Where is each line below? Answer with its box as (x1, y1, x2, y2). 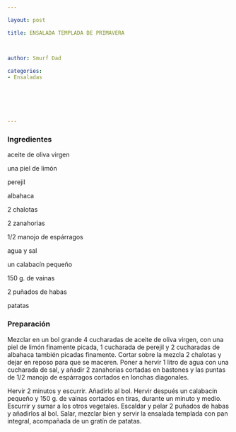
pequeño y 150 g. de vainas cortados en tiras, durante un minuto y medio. (7, 394, 223, 402)
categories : (7, 67, 42, 74)
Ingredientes (7, 135, 52, 144)
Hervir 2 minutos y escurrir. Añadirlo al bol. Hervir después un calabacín (7, 387, 218, 395)
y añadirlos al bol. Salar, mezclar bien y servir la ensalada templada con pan (7, 409, 228, 418)
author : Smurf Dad (7, 55, 61, 62)
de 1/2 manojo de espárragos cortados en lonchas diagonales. (7, 373, 189, 381)
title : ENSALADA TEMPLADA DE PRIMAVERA (7, 29, 125, 36)
